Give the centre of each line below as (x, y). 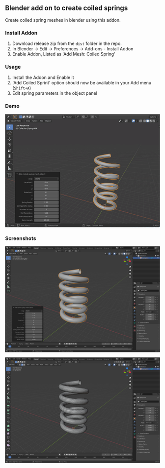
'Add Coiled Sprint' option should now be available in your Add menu (82, 83)
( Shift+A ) (22, 88)
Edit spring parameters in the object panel (55, 93)
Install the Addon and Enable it (43, 78)
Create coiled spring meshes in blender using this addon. (63, 20)
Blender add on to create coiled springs (67, 8)
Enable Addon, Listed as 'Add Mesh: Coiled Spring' (64, 54)
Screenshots (21, 238)
